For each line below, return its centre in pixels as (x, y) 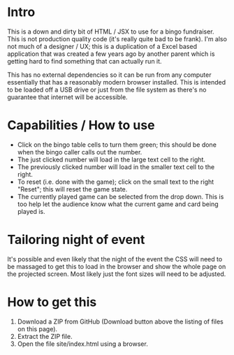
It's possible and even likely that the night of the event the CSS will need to (115, 259)
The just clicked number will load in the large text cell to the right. (111, 159)
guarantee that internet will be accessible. (67, 97)
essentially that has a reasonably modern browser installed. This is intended (117, 82)
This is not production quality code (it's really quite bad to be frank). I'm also (117, 38)
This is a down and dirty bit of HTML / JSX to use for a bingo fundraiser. (111, 31)
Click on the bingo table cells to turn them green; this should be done (117, 145)
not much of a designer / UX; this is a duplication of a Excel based (102, 46)
